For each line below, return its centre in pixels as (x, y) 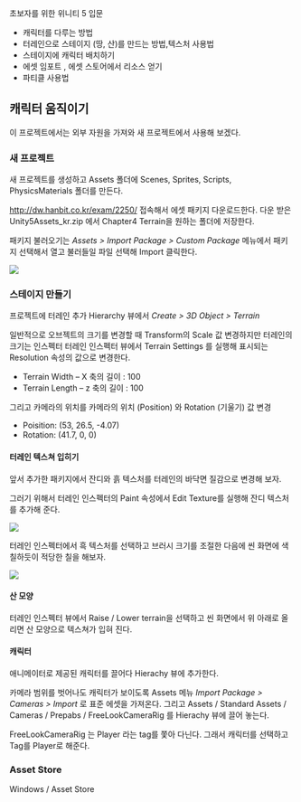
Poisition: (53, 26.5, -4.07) (71, 425)
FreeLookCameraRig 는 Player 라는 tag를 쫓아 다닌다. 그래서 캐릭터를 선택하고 (149, 734)
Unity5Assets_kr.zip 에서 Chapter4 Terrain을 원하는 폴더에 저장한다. (132, 222)
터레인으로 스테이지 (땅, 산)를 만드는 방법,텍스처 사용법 (118, 44)
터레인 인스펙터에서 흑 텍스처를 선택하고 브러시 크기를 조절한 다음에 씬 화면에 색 (149, 545)
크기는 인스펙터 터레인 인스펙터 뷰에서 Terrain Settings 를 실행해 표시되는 (139, 346)
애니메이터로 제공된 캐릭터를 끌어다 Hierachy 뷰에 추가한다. (114, 674)
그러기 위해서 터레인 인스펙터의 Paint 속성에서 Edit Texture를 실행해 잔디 (137, 498)
